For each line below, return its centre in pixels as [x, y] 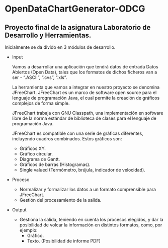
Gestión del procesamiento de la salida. [60, 200]
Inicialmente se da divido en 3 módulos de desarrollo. [60, 47]
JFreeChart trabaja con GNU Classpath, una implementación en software [88, 113]
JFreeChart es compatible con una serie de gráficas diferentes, [78, 133]
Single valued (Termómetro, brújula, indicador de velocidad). [82, 170]
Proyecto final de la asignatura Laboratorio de [78, 27]
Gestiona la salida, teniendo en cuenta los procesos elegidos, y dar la [91, 220]
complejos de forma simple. [41, 103]
